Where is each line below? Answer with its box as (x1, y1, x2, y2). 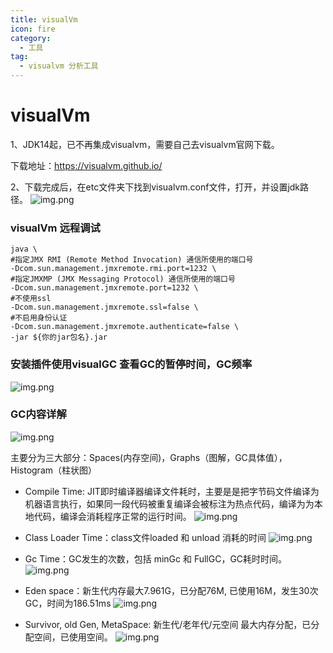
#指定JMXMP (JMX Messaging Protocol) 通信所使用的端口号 (10, 274, 236, 285)
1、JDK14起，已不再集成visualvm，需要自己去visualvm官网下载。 (10, 138, 280, 150)
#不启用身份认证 (10, 313, 68, 323)
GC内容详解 (10, 407, 67, 421)
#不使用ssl (10, 294, 52, 304)
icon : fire (10, 24, 56, 34)
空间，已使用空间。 (33, 631, 113, 643)
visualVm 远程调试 (10, 221, 101, 235)
